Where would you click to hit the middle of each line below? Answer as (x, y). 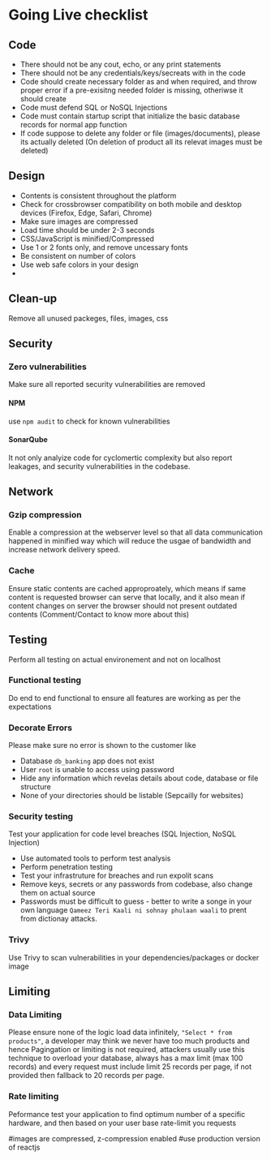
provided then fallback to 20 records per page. (86, 1076)
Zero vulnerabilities (48, 367)
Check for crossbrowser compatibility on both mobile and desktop (131, 204)
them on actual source (58, 893)
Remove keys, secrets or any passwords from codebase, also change (136, 884)
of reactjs (24, 1147)
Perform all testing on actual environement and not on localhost (115, 659)
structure (35, 787)
